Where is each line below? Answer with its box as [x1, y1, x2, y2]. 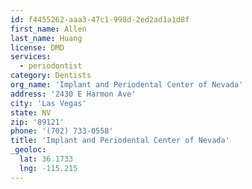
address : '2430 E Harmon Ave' [10, 89, 137, 99]
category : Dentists [10, 71, 92, 81]
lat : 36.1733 [19, 154, 74, 164]
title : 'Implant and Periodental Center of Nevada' [10, 136, 230, 146]
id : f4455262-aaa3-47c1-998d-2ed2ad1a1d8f [10, 14, 190, 25]
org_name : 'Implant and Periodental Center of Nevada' [10, 80, 244, 90]
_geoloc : [10, 145, 47, 155]
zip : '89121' [10, 117, 65, 127]
